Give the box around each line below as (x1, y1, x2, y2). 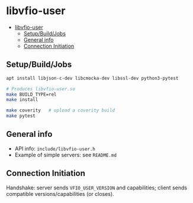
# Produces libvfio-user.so (6, 86, 76, 92)
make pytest (6, 113, 36, 119)
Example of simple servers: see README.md (14, 151, 117, 158)
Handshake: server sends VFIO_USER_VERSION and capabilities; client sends (6, 184, 188, 191)
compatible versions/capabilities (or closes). (6, 190, 114, 197)
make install (6, 97, 38, 103)
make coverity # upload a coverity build (6, 107, 115, 113)
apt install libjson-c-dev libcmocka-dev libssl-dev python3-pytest (6, 75, 179, 81)
